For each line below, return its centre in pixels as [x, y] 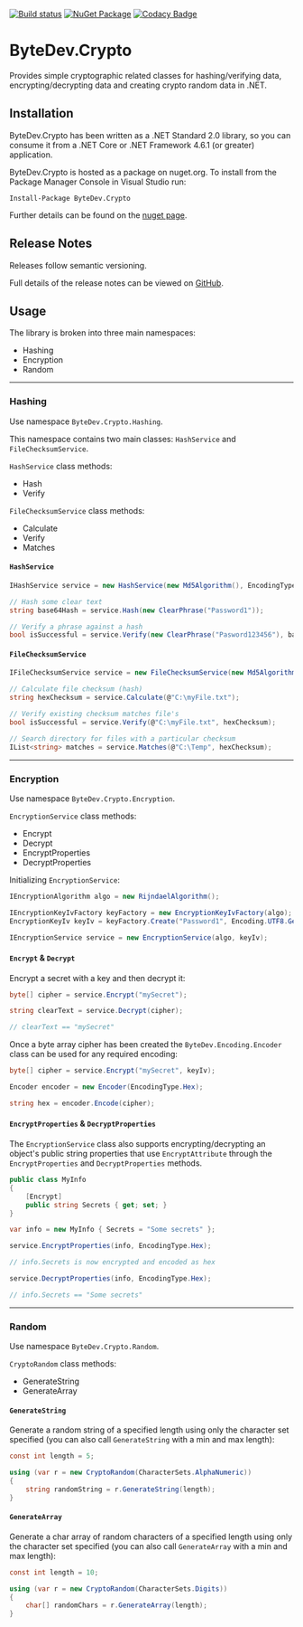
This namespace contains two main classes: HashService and [123, 439]
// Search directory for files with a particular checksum [123, 738]
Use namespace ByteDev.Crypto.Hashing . [87, 421]
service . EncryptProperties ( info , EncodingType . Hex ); [110, 1246]
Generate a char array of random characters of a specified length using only [151, 1537]
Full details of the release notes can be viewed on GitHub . [116, 283]
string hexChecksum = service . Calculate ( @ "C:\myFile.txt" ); [125, 698]
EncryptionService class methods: [73, 816]
